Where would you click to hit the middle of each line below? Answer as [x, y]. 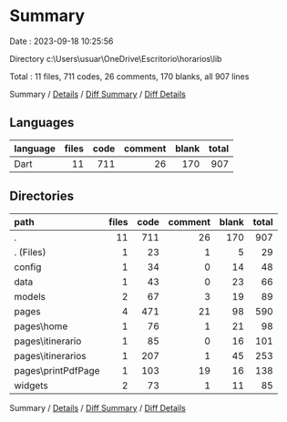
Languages [42, 123]
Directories [42, 196]
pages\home [41, 326]
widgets [31, 386]
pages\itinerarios [50, 355]
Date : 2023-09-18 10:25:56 [61, 41]
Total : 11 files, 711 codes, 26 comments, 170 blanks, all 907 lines [129, 76]
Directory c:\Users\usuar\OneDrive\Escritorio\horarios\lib [116, 58]
